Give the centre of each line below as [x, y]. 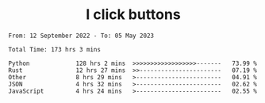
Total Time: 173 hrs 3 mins [55, 49]
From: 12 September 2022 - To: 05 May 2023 [81, 36]
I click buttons [133, 15]
